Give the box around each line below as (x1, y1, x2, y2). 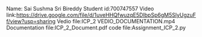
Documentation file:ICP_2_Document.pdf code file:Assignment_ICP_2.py (6, 24, 186, 31)
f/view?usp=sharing (6, 18, 56, 24)
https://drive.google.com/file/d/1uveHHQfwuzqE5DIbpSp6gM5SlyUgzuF (16, 11, 197, 18)
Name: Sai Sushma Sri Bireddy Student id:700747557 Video (6, 5, 154, 12)
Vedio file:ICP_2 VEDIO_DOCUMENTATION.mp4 (57, 18, 175, 24)
